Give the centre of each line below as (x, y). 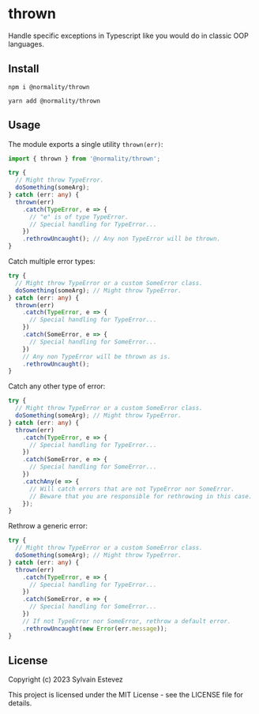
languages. (26, 43)
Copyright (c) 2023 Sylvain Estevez (66, 679)
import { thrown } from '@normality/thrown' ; (84, 159)
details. (20, 703)
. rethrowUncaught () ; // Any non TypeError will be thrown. (122, 239)
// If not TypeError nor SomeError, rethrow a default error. (127, 621)
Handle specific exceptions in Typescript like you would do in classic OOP (128, 36)
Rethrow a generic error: (48, 526)
